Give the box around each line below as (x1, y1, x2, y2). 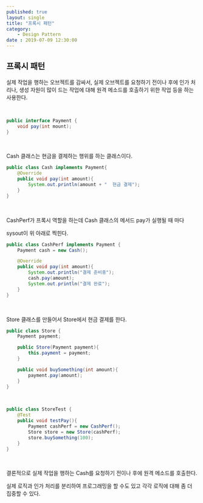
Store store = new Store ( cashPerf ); (28, 429, 121, 435)
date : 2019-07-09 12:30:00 (6, 37, 78, 43)
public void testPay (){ (17, 418, 78, 424)
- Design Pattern (17, 32, 61, 38)
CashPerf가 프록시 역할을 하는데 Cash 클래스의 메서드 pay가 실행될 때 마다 (6, 217, 184, 224)
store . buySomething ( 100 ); (28, 434, 94, 441)
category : (6, 26, 32, 32)
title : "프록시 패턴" (6, 20, 55, 26)
